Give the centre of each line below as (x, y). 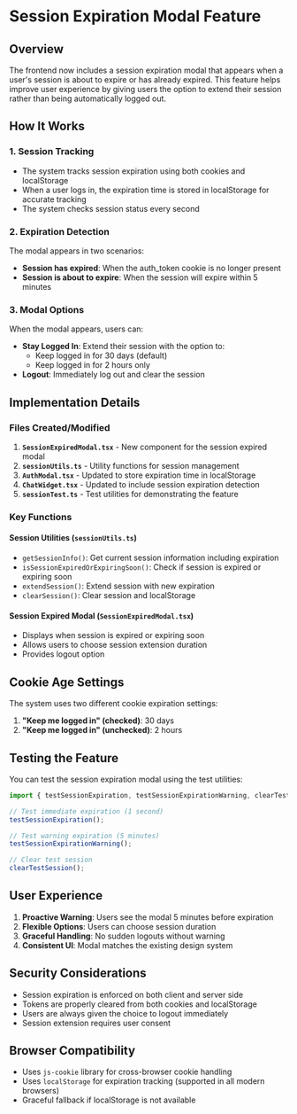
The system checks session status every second (111, 208)
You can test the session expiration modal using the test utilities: (126, 779)
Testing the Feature (64, 758)
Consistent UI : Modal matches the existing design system (127, 945)
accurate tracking (54, 199)
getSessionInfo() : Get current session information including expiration (150, 558)
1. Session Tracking (52, 152)
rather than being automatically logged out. (88, 98)
